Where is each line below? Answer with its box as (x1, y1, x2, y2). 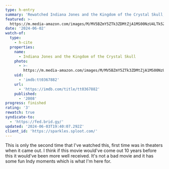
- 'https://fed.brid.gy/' (10, 119, 64, 124)
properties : (10, 45, 35, 50)
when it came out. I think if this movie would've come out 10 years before (5, 147, 157, 153)
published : (14, 91, 37, 96)
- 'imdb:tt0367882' (18, 77, 59, 82)
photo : (14, 59, 28, 64)
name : (14, 49, 26, 54)
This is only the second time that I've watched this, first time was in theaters (5, 142, 163, 148)
